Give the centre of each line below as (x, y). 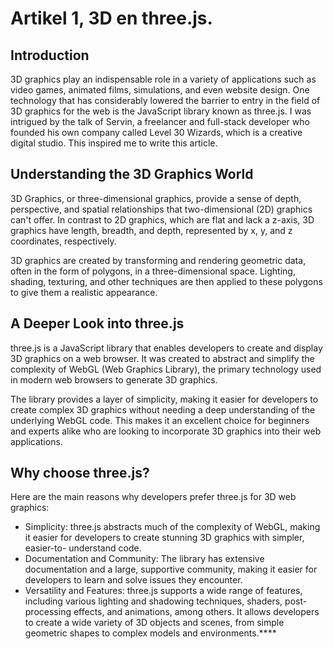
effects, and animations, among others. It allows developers (196, 612)
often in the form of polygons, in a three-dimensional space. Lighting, (153, 271)
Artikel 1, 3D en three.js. (111, 18)
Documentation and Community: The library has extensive (144, 559)
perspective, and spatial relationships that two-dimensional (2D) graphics (161, 209)
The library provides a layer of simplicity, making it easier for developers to (164, 399)
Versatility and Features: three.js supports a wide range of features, (163, 591)
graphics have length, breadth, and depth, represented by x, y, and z (151, 230)
